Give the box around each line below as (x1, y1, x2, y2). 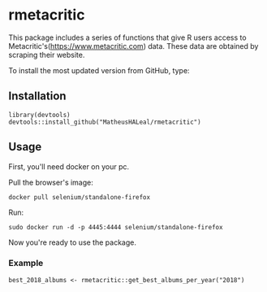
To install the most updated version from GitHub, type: (8, 65, 190, 75)
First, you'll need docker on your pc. (8, 161, 130, 172)
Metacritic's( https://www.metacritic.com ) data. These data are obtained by (8, 41, 259, 50)
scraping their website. (8, 50, 85, 59)
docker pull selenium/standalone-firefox (8, 193, 151, 201)
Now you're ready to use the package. (8, 238, 136, 247)
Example (8, 258, 44, 269)
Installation (8, 89, 67, 103)
